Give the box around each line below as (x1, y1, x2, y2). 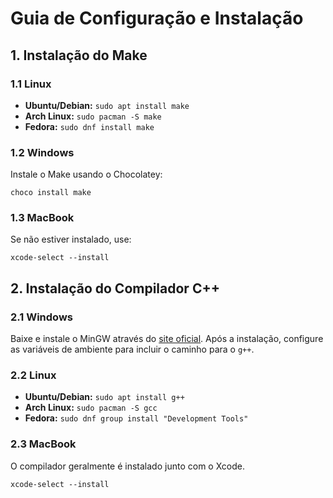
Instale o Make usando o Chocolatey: (10, 168, 163, 181)
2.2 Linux (10, 368, 57, 382)
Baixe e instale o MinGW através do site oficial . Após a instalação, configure (10, 333, 324, 345)
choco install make (10, 188, 92, 198)
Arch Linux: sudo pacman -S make (24, 110, 162, 122)
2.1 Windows (10, 310, 74, 324)
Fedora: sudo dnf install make (24, 120, 155, 132)
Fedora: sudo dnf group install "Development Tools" (24, 412, 249, 424)
